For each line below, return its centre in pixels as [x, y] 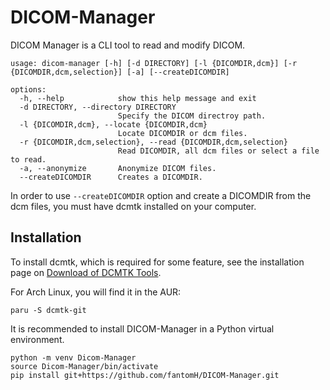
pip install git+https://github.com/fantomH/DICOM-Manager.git [145, 375]
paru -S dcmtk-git [48, 310]
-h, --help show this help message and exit [138, 98]
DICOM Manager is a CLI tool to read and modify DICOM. [128, 45]
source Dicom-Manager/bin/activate [84, 366]
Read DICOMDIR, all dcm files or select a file [218, 151]
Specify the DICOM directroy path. [192, 116]
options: [28, 89]
